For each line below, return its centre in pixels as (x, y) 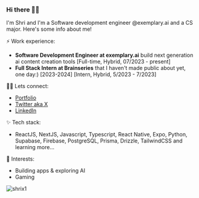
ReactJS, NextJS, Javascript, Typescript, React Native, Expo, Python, (101, 135)
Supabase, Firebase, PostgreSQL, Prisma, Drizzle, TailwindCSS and (99, 141)
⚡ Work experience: (31, 41)
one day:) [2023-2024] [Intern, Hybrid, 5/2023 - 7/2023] (86, 74)
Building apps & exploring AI (50, 171)
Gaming (25, 177)
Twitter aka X (31, 104)
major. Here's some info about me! (49, 29)
